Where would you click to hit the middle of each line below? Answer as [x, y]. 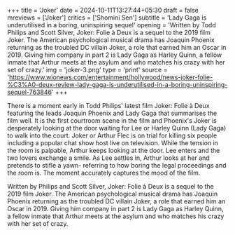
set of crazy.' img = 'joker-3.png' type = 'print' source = [87, 70]
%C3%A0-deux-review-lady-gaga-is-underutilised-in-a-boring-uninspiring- [117, 85]
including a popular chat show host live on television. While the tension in [113, 143]
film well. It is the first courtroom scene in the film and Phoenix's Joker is [112, 121]
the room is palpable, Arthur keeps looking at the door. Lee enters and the [114, 150]
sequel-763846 [30, 92]
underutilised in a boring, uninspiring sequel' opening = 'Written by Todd [112, 25]
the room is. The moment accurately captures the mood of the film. [104, 173]
